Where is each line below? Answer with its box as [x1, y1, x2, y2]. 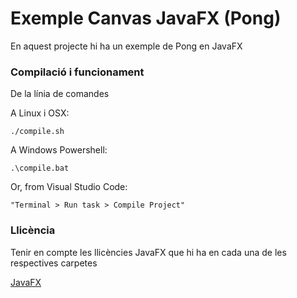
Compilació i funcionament [10, 65, 145, 79]
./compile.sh [10, 127, 65, 137]
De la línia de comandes [10, 88, 110, 100]
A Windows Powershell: [10, 144, 108, 156]
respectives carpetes [10, 257, 98, 269]
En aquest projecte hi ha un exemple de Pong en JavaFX [10, 40, 243, 52]
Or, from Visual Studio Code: [10, 181, 128, 193]
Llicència [10, 223, 56, 237]
